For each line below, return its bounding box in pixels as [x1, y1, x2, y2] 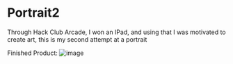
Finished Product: [7, 49, 58, 57]
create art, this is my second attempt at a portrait [7, 35, 147, 43]
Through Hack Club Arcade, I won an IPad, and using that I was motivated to [7, 28, 226, 36]
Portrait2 [7, 5, 61, 21]
